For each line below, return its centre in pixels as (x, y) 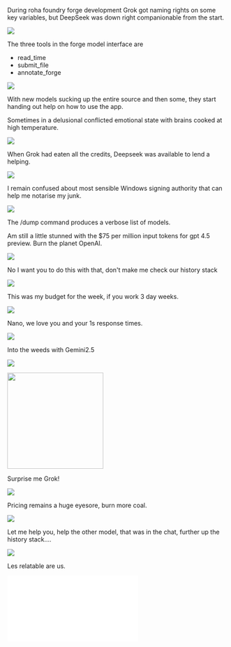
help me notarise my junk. (44, 196)
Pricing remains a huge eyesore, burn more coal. (77, 505)
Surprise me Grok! (33, 479)
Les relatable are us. (37, 566)
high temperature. (33, 128)
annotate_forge (39, 72)
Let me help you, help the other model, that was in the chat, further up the (113, 532)
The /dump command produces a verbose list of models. (89, 222)
